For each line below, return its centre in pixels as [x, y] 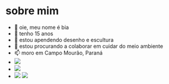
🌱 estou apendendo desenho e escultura [64, 40]
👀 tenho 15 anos [34, 33]
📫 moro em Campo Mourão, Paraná [58, 53]
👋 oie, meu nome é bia [42, 27]
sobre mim [32, 11]
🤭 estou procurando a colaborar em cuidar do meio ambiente [89, 46]
